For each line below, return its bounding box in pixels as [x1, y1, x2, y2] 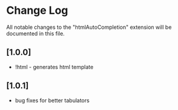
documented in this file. [6, 29, 65, 37]
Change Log [6, 4, 68, 17]
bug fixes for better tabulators [14, 97, 90, 104]
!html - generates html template [14, 63, 94, 70]
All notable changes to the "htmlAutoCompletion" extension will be [6, 23, 172, 31]
